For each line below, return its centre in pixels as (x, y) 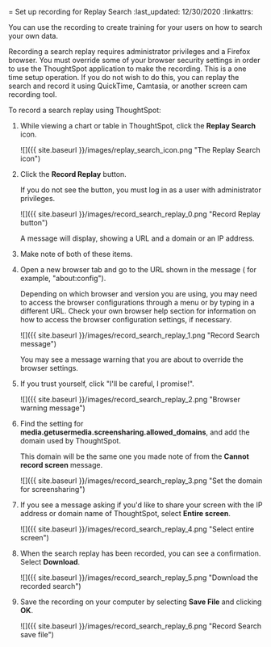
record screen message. (61, 465)
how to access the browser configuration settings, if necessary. (126, 319)
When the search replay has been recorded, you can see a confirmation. (140, 553)
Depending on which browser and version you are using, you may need (138, 294)
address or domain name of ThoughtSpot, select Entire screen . (125, 513)
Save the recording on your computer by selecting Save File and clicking (141, 602)
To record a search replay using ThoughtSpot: (85, 110)
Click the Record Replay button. (73, 174)
